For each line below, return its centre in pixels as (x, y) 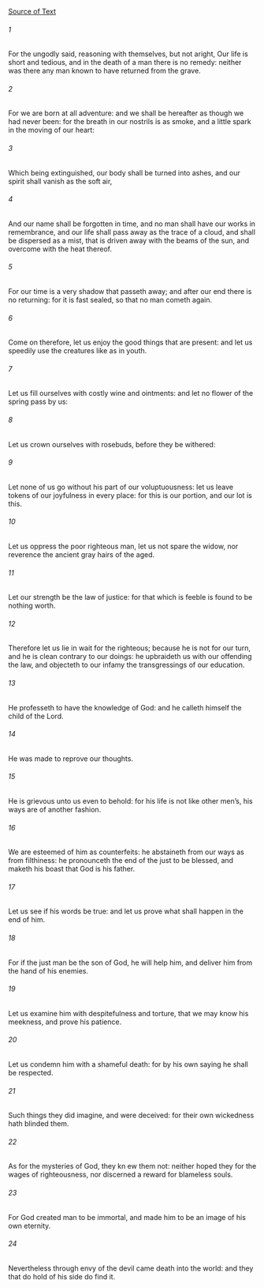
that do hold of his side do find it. (62, 1276)
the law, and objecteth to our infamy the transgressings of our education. (126, 665)
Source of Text (32, 11)
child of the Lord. (36, 716)
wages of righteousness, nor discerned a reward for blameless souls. (121, 1175)
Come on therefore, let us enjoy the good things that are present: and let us (130, 342)
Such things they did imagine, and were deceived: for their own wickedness (131, 1115)
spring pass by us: (38, 401)
